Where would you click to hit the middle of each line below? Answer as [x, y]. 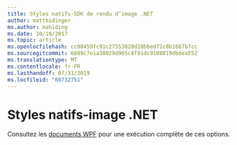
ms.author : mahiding [38, 27]
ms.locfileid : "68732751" [45, 80]
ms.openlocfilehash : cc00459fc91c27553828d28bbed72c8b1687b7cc [103, 47]
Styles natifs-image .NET [83, 115]
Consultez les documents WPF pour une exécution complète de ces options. [119, 134]
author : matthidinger [39, 21]
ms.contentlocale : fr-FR [44, 66]
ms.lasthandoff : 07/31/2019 [49, 73]
